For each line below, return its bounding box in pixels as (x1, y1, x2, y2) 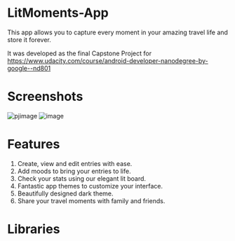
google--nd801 (7, 64, 51, 72)
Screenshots (7, 89, 83, 104)
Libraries (7, 221, 60, 237)
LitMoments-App (7, 5, 109, 21)
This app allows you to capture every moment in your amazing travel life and (7, 28, 228, 36)
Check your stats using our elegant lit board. (17, 174, 146, 183)
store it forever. (7, 35, 51, 43)
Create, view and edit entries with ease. (17, 159, 133, 167)
